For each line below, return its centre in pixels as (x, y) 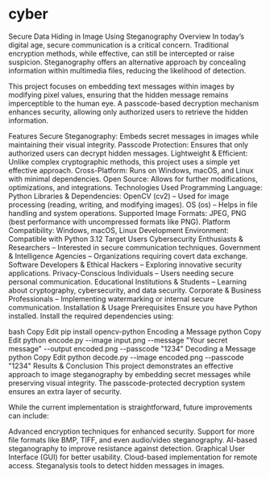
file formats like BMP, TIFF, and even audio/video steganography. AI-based (133, 439)
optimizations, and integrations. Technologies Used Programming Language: (135, 187)
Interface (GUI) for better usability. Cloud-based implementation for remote (133, 457)
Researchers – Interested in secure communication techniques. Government (135, 247)
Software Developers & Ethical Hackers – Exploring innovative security (125, 264)
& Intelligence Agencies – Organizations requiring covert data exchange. (128, 256)
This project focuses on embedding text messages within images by (122, 86)
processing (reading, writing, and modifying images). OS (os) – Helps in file (133, 204)
